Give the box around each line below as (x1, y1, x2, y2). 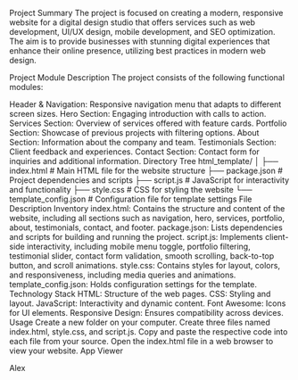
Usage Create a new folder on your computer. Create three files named (9, 317, 270, 327)
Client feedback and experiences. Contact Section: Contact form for (9, 146, 261, 157)
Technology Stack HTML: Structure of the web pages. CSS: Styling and (9, 289, 271, 299)
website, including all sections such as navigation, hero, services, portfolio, (9, 213, 286, 223)
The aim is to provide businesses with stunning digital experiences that (9, 36, 270, 46)
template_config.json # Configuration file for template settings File (9, 194, 252, 204)
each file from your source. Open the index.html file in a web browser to (9, 336, 274, 346)
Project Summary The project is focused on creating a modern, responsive (9, 8, 284, 18)
